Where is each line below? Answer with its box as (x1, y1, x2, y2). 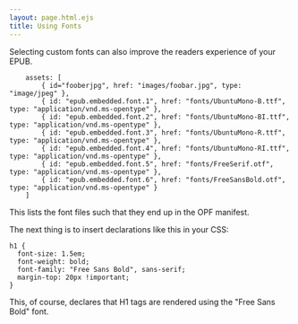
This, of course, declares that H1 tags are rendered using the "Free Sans (9, 296, 276, 307)
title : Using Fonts (9, 22, 82, 31)
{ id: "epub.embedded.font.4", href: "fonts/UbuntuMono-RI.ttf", (41, 144, 291, 153)
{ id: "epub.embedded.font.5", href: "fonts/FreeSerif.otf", (41, 159, 275, 169)
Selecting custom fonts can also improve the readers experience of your (9, 46, 276, 57)
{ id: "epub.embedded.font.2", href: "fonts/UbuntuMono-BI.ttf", (41, 112, 291, 121)
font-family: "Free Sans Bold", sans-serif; (17, 265, 186, 274)
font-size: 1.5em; (17, 249, 87, 258)
